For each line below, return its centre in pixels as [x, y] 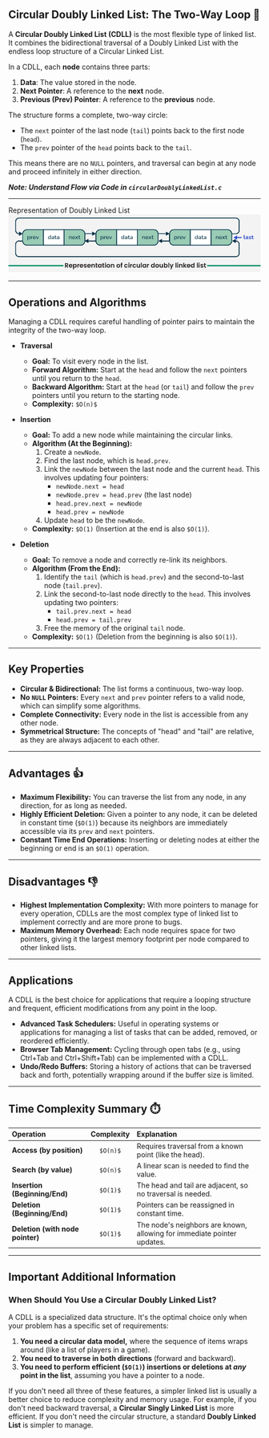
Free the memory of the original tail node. [114, 628]
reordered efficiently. [54, 1041]
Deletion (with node [45, 1229]
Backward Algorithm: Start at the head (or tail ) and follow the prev [143, 387]
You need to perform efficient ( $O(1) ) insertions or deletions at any [133, 1367]
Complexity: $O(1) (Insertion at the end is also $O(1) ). [120, 528]
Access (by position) [47, 1150]
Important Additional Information [92, 1277]
